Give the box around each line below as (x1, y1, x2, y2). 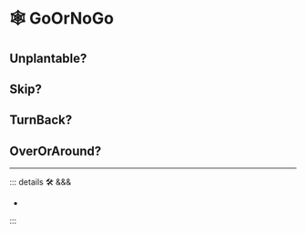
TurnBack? (9, 112, 73, 128)
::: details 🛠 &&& (9, 177, 72, 187)
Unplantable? (9, 50, 87, 66)
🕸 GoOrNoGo (9, 8, 114, 29)
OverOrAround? (9, 143, 102, 158)
